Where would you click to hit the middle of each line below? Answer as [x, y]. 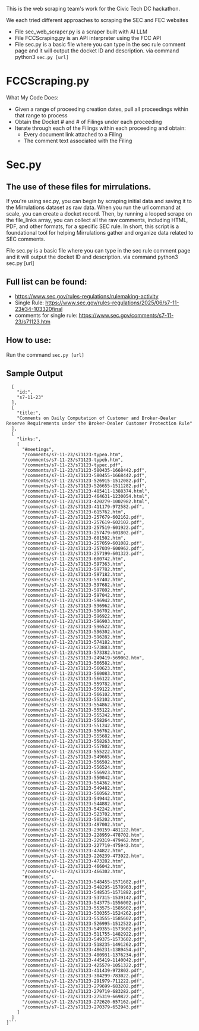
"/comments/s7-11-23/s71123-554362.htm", [74, 783]
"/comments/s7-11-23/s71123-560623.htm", [74, 669]
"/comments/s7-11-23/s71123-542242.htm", [74, 809]
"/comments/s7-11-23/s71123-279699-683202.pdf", [83, 986]
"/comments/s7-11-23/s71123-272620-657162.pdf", [83, 1002]
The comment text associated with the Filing [78, 141]
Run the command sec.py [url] [45, 354]
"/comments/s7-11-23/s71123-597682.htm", [74, 585]
